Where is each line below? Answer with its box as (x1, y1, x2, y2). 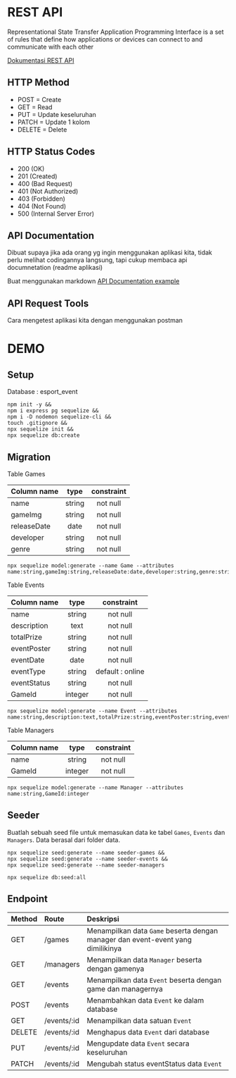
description (11, 621, 48, 631)
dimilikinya (86, 943, 122, 953)
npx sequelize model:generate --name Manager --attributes (7, 784, 184, 791)
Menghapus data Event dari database (86, 1027, 210, 1036)
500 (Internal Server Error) (17, 209, 95, 218)
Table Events (7, 581, 45, 589)
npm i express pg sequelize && (7, 407, 99, 414)
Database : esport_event (7, 388, 78, 396)
